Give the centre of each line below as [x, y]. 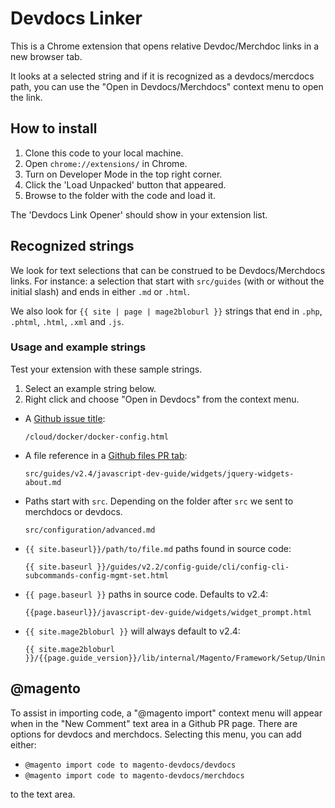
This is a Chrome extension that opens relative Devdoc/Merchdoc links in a [165, 46]
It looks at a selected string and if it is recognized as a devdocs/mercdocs [162, 76]
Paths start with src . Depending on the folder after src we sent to [159, 501]
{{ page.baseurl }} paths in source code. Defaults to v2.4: [146, 594]
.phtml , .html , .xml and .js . [67, 321]
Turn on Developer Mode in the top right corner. [123, 174]
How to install [54, 128]
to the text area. [43, 794]
